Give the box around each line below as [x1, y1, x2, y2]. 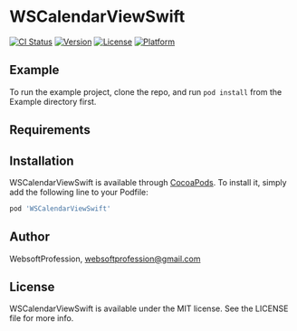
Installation [9, 153, 74, 168]
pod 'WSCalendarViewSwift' [9, 203, 111, 213]
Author [9, 229, 50, 245]
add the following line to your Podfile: [9, 186, 149, 197]
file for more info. [9, 313, 74, 324]
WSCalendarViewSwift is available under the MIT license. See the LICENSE [9, 303, 289, 314]
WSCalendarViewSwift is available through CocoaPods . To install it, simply [9, 176, 287, 187]
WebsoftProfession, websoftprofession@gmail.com [9, 253, 201, 264]
